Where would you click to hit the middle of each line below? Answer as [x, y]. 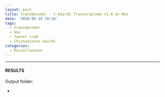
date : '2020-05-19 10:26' [31, 19]
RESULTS [15, 71]
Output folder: [19, 81]
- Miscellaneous [26, 50]
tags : [11, 23]
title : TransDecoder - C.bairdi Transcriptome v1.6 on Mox [67, 14]
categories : [17, 46]
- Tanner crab [24, 37]
